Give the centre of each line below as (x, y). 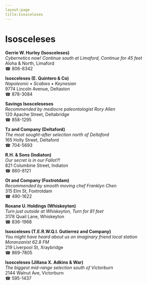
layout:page (17, 10)
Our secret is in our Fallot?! (33, 160)
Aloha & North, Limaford (30, 63)
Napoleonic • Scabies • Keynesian (41, 84)
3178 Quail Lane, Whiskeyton (35, 217)
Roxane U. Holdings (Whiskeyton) (40, 206)
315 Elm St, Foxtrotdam (29, 191)
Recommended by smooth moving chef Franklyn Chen (61, 186)
